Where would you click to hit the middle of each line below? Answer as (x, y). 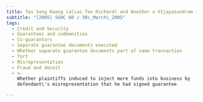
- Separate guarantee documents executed (65, 46)
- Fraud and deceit (36, 67)
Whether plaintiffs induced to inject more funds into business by (104, 79)
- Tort (20, 56)
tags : (13, 23)
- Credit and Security (40, 28)
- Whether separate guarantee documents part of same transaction (97, 51)
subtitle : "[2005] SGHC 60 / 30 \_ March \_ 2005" (66, 17)
